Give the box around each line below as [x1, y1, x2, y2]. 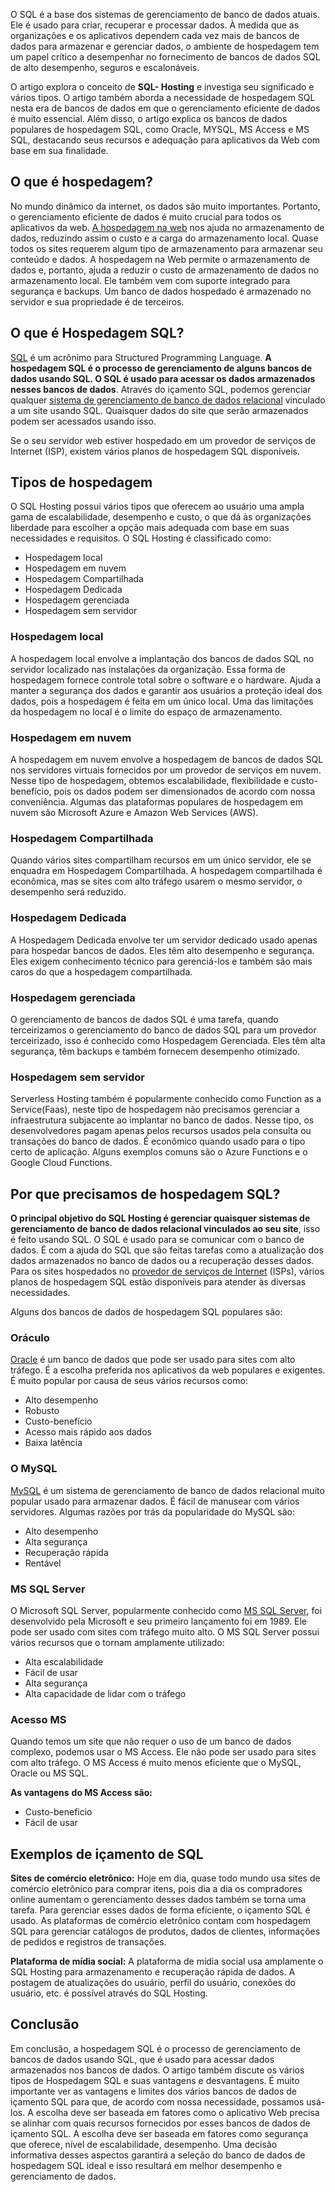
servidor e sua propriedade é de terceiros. [10, 295, 185, 308]
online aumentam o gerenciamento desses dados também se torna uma [10, 1894, 307, 1906]
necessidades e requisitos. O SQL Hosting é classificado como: [10, 532, 272, 544]
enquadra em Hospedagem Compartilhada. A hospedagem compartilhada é [10, 865, 323, 877]
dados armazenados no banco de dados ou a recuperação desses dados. [10, 1255, 315, 1267]
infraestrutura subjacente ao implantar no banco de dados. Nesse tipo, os [10, 1114, 315, 1126]
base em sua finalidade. [10, 145, 109, 156]
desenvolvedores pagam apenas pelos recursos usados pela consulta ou [10, 1125, 312, 1137]
